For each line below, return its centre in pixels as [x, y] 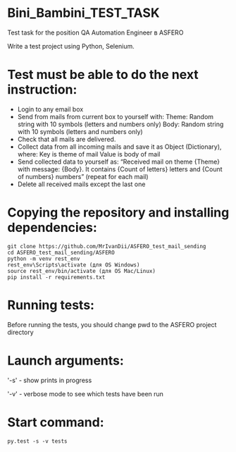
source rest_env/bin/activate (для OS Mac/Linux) [82, 271]
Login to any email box [50, 109]
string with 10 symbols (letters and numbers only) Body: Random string [120, 124]
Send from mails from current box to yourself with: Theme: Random [115, 116]
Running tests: [51, 305]
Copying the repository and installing [118, 213]
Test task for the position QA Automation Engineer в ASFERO [95, 32]
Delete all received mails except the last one [81, 184]
